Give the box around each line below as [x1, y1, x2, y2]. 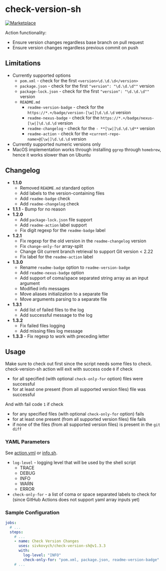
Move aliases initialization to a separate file [19, 291, 108, 297]
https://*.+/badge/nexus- [100, 116, 155, 121]
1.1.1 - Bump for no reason [12, 206, 66, 212]
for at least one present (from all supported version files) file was [12, 386, 146, 392]
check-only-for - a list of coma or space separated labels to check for [12, 491, 157, 497]
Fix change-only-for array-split [19, 243, 83, 249]
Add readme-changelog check [19, 200, 79, 206]
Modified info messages [19, 285, 70, 291]
